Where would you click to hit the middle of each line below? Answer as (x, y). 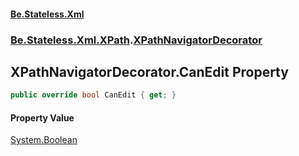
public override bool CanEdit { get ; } (93, 95)
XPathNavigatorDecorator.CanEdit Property (149, 71)
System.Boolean (44, 140)
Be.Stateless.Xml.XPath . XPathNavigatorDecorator (136, 40)
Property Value (42, 117)
